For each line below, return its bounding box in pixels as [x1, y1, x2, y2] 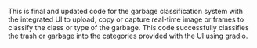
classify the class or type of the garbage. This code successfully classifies [8, 23, 249, 32]
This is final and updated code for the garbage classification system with [8, 7, 244, 15]
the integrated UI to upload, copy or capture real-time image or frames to [8, 15, 244, 24]
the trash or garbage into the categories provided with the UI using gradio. [8, 31, 248, 40]
